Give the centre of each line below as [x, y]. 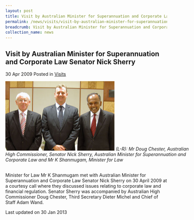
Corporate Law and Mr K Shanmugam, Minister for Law [64, 160]
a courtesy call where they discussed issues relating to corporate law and [83, 186]
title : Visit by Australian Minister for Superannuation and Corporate [83, 16]
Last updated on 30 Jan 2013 [36, 212]
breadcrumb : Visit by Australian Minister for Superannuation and [78, 27]
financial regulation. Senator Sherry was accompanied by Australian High [83, 191]
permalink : [17, 21]
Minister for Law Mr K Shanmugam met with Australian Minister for [76, 175]
